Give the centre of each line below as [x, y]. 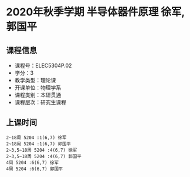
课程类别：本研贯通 [38, 95]
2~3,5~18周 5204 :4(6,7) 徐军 [42, 150]
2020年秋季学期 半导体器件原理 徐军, [95, 12]
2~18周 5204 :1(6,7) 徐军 [36, 138]
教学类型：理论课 [35, 80]
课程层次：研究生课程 [40, 102]
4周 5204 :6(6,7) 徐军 [33, 162]
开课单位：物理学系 [38, 88]
